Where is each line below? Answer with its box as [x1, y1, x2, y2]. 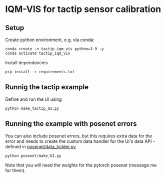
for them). [5, 167, 26, 173]
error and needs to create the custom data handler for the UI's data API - [5, 138, 155, 144]
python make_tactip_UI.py [5, 106, 59, 111]
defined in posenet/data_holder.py [5, 143, 76, 149]
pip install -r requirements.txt [5, 69, 75, 74]
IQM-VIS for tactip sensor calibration [5, 4, 161, 15]
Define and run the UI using [5, 96, 62, 102]
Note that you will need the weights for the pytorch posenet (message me [5, 162, 157, 168]
